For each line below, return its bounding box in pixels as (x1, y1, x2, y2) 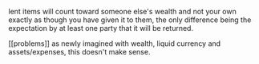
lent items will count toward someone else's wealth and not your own (8, 7, 237, 16)
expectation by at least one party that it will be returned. (8, 24, 194, 32)
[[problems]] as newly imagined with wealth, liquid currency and (8, 39, 221, 48)
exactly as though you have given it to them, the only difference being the (8, 15, 252, 24)
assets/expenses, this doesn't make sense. (8, 47, 151, 56)
